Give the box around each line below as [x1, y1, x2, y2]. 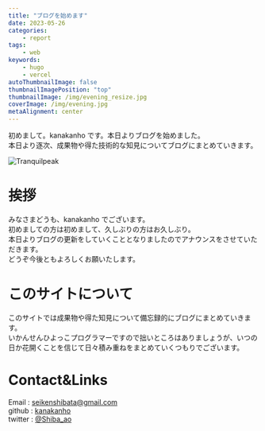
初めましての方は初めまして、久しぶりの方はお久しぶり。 [8, 224, 196, 234]
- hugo [22, 64, 44, 72]
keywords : [8, 56, 41, 64]
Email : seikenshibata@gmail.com [8, 397, 117, 406]
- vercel [22, 71, 52, 79]
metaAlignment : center [8, 108, 83, 116]
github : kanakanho [8, 406, 71, 415]
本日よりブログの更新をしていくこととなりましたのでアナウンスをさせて [8, 234, 244, 243]
